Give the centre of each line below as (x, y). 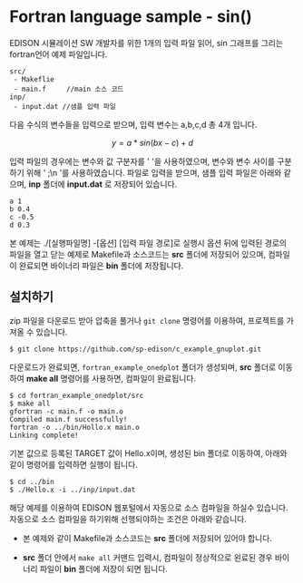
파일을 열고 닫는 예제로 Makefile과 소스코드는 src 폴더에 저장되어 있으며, (137, 254)
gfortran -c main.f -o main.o (67, 411)
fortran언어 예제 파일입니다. (59, 54)
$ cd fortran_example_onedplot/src (77, 395)
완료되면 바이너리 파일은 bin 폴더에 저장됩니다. (101, 266)
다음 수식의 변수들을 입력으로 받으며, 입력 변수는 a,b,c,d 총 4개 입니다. (133, 124)
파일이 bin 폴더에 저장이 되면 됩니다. (103, 568)
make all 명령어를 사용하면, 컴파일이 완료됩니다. (111, 378)
